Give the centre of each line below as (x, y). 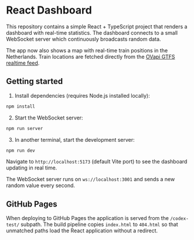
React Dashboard (49, 10)
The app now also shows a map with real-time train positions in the (87, 50)
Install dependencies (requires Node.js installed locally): (82, 95)
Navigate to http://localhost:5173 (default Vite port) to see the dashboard (97, 162)
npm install (21, 106)
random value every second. (40, 185)
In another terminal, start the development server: (74, 139)
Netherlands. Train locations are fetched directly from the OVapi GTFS (91, 56)
